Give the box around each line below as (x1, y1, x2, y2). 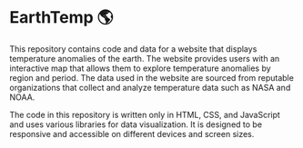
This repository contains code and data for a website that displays (9, 43, 258, 54)
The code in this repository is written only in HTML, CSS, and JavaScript (9, 109, 280, 120)
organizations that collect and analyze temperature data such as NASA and (9, 82, 291, 93)
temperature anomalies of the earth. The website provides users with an (9, 53, 280, 64)
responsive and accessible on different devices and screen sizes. (9, 128, 255, 139)
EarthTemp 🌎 (9, 7, 114, 28)
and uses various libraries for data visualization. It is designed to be (9, 119, 262, 130)
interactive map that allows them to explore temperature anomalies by (9, 63, 271, 74)
